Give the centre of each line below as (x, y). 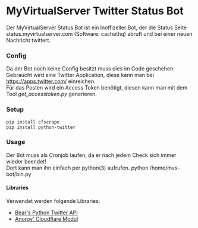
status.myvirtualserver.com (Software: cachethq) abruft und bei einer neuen (99, 33)
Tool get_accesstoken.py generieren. (51, 94)
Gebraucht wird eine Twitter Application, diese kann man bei (80, 75)
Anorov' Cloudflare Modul (46, 219)
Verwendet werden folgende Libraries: (53, 201)
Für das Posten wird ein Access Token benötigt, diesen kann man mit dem (97, 88)
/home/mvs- (165, 168)
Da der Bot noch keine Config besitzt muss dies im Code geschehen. (91, 69)
